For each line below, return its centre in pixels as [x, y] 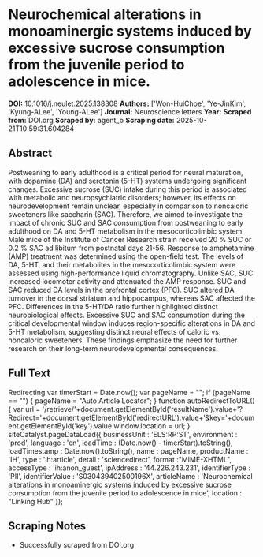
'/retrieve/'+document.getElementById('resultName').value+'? [143, 409]
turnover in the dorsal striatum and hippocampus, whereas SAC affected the [132, 298]
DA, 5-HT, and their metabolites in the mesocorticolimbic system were [122, 264]
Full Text [30, 374]
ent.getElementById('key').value [60, 426]
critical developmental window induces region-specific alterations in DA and [132, 323]
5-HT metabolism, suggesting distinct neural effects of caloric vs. [115, 331]
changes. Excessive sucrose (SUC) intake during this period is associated [128, 189]
